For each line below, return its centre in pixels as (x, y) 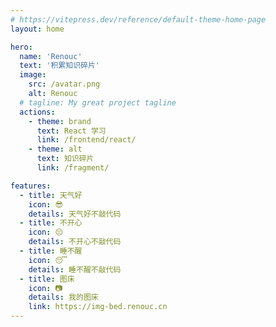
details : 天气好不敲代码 (75, 214)
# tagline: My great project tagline (98, 102)
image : (33, 75)
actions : (37, 112)
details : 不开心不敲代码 (75, 242)
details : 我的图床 (63, 297)
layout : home (37, 29)
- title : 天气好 (51, 195)
